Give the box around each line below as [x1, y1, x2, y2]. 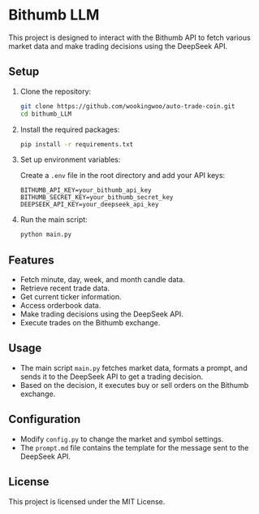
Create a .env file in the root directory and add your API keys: [19, 171, 226, 181]
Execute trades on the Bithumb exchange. [19, 318, 161, 328]
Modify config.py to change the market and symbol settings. [19, 433, 224, 444]
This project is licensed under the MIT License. [8, 496, 166, 506]
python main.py [19, 230, 72, 239]
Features [8, 253, 54, 267]
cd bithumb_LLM [19, 110, 72, 118]
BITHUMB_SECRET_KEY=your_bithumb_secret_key [19, 194, 174, 202]
